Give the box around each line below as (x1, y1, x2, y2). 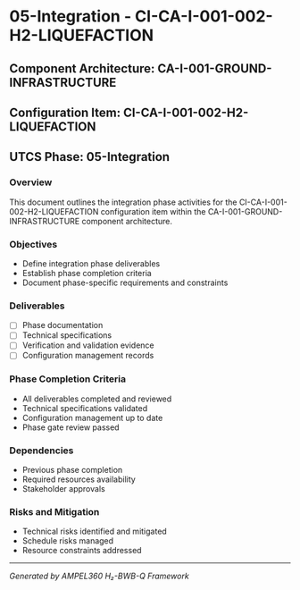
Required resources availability (21, 474, 136, 485)
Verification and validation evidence (21, 340, 154, 350)
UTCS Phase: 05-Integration (9, 149, 171, 164)
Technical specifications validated (21, 402, 148, 413)
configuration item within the (100, 206, 206, 216)
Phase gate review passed (21, 422, 120, 433)
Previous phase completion (21, 465, 123, 476)
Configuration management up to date (21, 412, 163, 423)
